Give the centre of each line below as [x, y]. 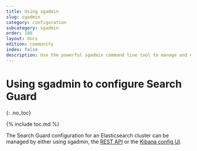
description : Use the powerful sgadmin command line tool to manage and [97, 55]
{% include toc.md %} [33, 124]
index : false [22, 50]
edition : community [30, 44]
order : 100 [19, 33]
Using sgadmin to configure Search [94, 84]
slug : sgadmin [23, 17]
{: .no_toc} [18, 112]
